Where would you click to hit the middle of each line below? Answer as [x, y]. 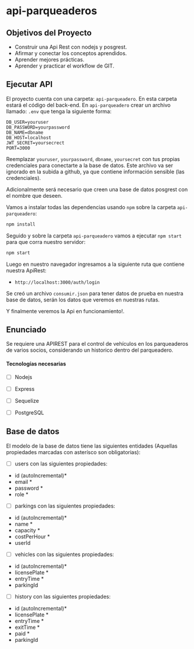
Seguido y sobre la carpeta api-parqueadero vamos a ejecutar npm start [94, 236]
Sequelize [27, 400]
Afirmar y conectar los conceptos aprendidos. [71, 53]
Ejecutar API [30, 84]
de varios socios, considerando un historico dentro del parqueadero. [90, 350]
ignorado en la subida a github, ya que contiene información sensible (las [96, 171]
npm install [21, 224]
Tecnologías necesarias [36, 364]
